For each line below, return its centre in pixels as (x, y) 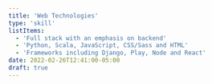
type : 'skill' (32, 23)
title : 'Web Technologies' (53, 16)
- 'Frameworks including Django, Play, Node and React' (111, 53)
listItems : (26, 30)
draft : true (28, 68)
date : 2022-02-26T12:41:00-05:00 (64, 61)
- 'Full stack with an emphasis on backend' (91, 38)
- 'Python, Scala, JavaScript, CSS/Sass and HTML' (102, 46)
